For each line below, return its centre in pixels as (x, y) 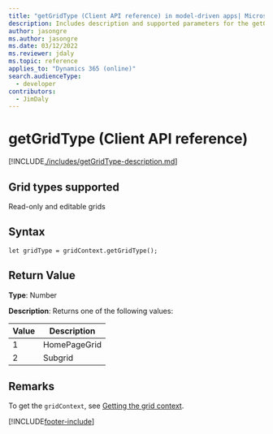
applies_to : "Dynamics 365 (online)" (72, 69)
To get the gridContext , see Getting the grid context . (96, 406)
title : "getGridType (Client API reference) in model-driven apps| (125, 16)
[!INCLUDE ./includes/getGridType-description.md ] (93, 161)
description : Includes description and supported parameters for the (129, 24)
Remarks (32, 387)
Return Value (42, 275)
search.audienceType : (45, 76)
